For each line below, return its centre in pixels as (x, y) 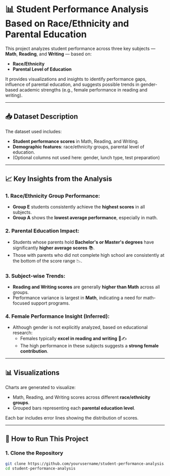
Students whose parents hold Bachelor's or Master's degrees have (83, 242)
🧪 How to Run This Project (47, 439)
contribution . (34, 351)
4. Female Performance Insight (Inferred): (57, 316)
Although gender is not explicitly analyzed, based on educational (80, 328)
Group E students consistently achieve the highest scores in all (79, 207)
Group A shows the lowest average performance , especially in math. (85, 218)
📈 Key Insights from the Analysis (59, 179)
